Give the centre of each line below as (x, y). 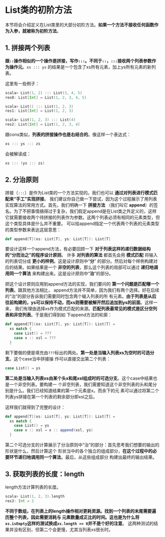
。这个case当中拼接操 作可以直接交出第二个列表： (60, 358)
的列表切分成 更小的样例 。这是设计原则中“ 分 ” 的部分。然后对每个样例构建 (79, 261)
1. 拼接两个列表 (28, 48)
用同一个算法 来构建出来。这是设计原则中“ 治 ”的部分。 (59, 274)
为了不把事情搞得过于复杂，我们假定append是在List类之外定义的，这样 (85, 211)
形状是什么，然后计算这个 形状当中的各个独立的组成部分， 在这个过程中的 (79, 451)
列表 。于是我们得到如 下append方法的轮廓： (67, 315)
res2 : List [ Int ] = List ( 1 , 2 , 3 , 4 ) (42, 125)
